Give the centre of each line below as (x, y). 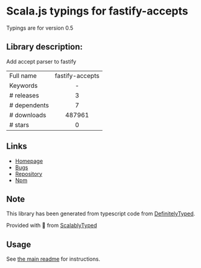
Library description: (44, 47)
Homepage (29, 161)
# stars (19, 125)
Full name (23, 76)
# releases (24, 95)
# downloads (28, 115)
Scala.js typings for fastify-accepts (97, 11)
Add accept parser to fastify (41, 61)
